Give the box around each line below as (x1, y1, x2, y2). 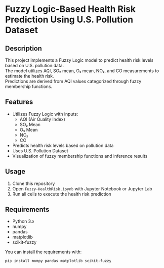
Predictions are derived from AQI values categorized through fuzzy (5, 78, 142, 84)
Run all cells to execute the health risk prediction (12, 191, 112, 197)
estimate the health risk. (5, 73, 54, 79)
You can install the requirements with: (5, 249, 82, 255)
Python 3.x (12, 219, 35, 224)
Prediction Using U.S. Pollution (5, 14, 133, 25)
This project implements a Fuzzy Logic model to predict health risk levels (5, 57, 154, 63)
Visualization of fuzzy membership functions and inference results (12, 153, 148, 159)
